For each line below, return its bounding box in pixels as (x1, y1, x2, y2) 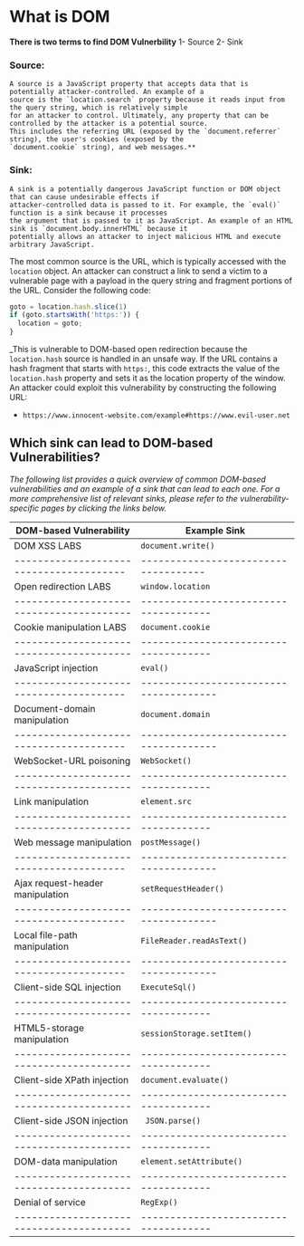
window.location (139, 581, 211, 591)
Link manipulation (14, 795, 90, 808)
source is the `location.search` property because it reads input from (9, 95, 285, 105)
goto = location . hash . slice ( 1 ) (9, 302, 128, 311)
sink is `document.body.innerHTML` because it (9, 224, 188, 233)
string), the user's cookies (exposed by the (9, 135, 184, 144)
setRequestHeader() (139, 883, 224, 894)
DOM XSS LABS (14, 539, 81, 551)
